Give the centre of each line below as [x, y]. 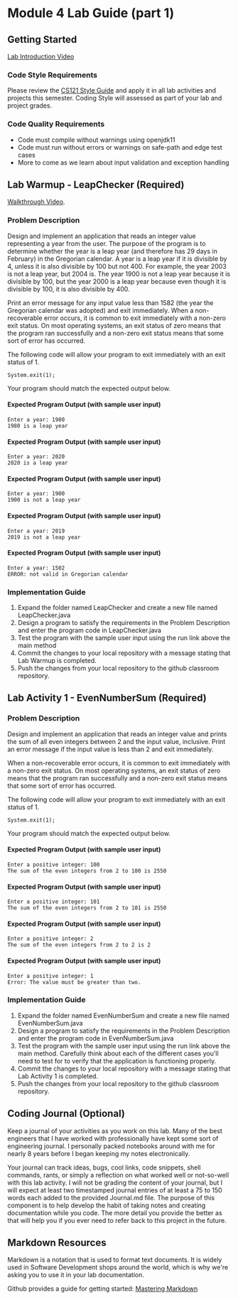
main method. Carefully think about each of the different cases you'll [118, 1053]
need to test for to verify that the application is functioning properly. [117, 1061]
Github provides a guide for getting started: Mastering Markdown [103, 1289]
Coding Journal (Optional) [66, 1114]
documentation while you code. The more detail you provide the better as [115, 1212]
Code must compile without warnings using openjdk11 [96, 140]
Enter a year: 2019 [36, 531]
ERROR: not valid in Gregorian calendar [68, 574]
